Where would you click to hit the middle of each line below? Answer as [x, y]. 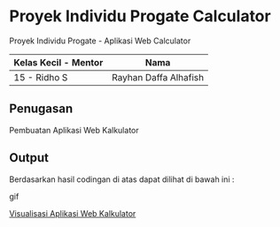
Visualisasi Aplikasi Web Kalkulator [73, 213]
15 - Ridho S [41, 77]
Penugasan [41, 109]
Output [29, 158]
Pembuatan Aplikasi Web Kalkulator [74, 130]
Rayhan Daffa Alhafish [158, 77]
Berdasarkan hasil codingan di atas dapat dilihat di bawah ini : [122, 179]
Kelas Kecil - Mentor [58, 62]
